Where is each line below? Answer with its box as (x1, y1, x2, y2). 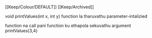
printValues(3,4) (5, 28, 38, 33)
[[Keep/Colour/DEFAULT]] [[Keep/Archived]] (5, 4, 94, 10)
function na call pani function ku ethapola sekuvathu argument (5, 23, 131, 28)
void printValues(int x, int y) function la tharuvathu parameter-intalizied (5, 13, 148, 19)
